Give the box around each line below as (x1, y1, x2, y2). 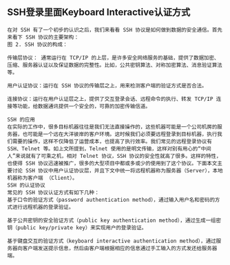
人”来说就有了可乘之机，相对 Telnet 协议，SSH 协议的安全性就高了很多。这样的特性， (7, 152, 222, 159)
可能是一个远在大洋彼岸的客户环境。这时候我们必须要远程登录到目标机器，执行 (27, 130, 218, 137)
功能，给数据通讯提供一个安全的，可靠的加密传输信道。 (17, 102, 151, 110)
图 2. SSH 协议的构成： (7, 41, 68, 48)
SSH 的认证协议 (7, 181, 46, 189)
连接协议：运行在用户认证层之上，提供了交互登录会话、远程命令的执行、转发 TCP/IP (7, 95, 213, 102)
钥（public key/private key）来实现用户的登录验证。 (7, 224, 147, 231)
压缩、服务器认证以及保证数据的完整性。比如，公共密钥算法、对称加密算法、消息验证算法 (7, 61, 222, 69)
